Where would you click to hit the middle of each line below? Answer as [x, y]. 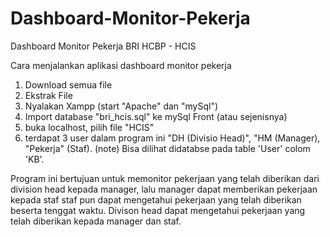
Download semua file [68, 84]
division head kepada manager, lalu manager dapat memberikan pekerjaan [164, 189]
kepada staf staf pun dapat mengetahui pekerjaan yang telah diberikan [156, 199]
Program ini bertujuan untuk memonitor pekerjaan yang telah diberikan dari [165, 178]
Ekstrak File [48, 95]
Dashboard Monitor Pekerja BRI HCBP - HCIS [103, 46]
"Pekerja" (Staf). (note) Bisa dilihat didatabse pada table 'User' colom [167, 148]
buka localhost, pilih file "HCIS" [89, 127]
